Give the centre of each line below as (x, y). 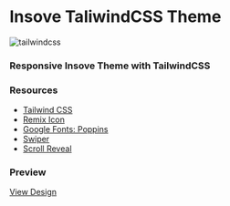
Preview (28, 172)
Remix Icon (44, 119)
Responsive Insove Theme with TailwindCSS (110, 66)
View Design (33, 192)
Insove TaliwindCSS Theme (115, 17)
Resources (34, 90)
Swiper (36, 139)
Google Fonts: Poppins (65, 129)
